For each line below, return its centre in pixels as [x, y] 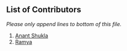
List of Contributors [44, 10]
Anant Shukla [31, 36]
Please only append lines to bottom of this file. [64, 24]
